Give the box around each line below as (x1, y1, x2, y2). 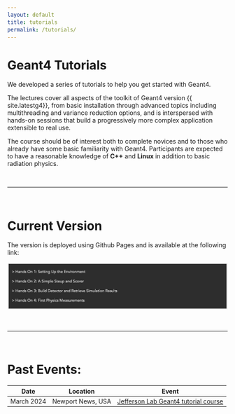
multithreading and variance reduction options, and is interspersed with (7, 109, 213, 117)
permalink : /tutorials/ (7, 26, 77, 33)
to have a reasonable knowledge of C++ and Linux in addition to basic (7, 152, 211, 160)
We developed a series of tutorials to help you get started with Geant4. (7, 81, 211, 89)
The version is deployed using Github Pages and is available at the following (7, 241, 227, 249)
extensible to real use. (7, 123, 71, 132)
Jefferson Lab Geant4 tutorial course (117, 396, 224, 406)
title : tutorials (7, 18, 58, 26)
